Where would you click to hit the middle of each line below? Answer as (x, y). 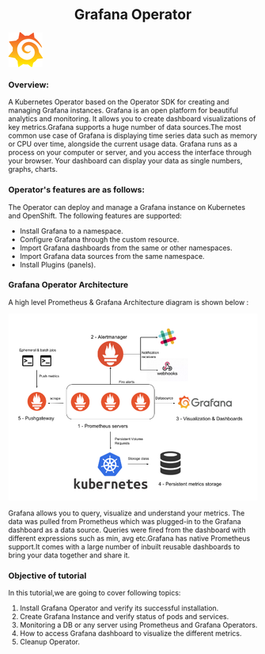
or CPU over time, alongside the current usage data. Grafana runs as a (123, 144)
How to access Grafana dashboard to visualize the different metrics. (131, 633)
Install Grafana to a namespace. (72, 230)
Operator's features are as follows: (76, 190)
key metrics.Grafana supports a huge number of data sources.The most (125, 127)
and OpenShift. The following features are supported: (95, 215)
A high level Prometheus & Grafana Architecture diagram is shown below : (129, 302)
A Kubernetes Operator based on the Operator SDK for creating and (119, 102)
